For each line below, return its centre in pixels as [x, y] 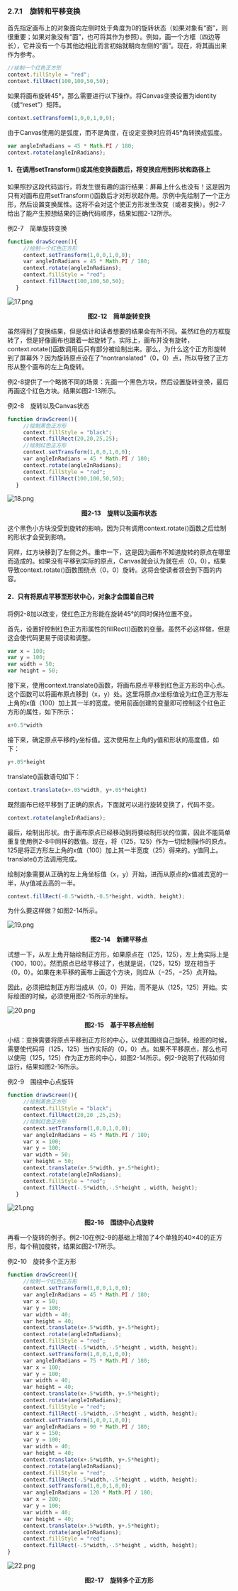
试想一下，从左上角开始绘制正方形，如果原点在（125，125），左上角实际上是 [118, 954]
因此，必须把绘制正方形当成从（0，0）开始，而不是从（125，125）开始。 [114, 987]
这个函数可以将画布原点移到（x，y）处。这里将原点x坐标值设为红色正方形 [115, 694]
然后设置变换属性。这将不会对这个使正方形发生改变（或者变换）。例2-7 [122, 204]
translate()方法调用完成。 [44, 859]
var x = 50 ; [41, 1301]
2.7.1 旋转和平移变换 [44, 11]
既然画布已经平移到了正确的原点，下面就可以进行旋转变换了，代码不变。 [113, 804]
